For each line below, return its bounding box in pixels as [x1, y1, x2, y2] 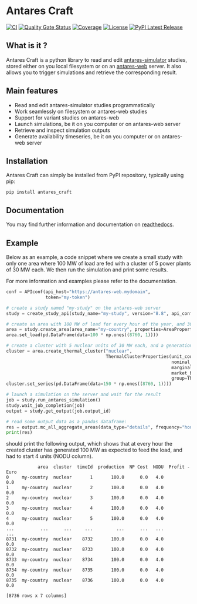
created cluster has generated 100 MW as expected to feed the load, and [6, 446, 183, 454]
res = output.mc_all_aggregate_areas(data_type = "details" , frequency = [6, 424, 182, 430]
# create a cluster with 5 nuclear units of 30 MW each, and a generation [6, 343, 193, 349]
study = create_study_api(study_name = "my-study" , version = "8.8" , [6, 310, 169, 316]
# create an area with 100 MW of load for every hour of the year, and [6, 321, 185, 327]
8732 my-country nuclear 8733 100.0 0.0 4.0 [6, 546, 164, 553]
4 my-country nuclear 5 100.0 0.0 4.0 [6, 516, 164, 522]
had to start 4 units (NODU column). [6, 453, 93, 460]
